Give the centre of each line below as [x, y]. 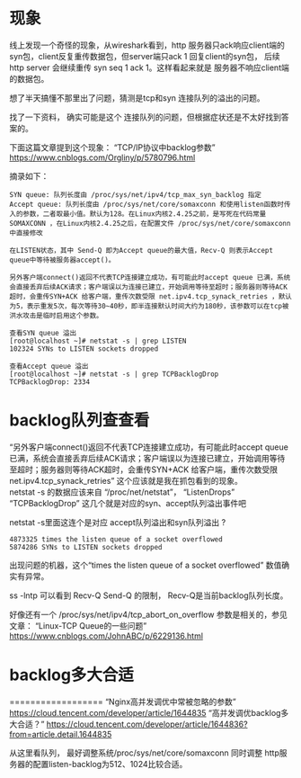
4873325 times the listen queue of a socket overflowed [116, 539]
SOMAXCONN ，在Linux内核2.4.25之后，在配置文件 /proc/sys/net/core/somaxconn [150, 223]
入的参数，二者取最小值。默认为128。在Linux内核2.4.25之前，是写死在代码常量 [138, 214]
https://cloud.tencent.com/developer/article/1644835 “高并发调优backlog [145, 712]
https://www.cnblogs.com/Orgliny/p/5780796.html [102, 157]
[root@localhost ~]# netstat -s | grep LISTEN [98, 341]
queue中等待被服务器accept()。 [62, 260]
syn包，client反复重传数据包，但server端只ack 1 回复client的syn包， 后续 [145, 56]
